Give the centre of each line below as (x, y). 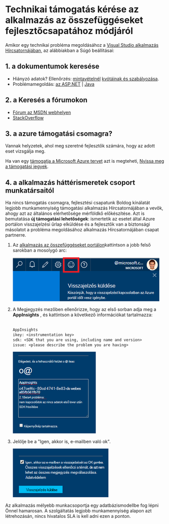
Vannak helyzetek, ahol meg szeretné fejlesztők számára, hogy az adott (80, 146)
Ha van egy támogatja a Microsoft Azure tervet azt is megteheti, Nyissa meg (85, 161)
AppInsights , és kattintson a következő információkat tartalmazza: (82, 315)
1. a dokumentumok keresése (52, 66)
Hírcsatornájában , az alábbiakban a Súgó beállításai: (60, 50)
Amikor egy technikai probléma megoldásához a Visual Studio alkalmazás (82, 45)
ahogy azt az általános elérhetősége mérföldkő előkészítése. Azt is (75, 213)
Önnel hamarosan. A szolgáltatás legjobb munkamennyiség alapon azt (78, 511)
